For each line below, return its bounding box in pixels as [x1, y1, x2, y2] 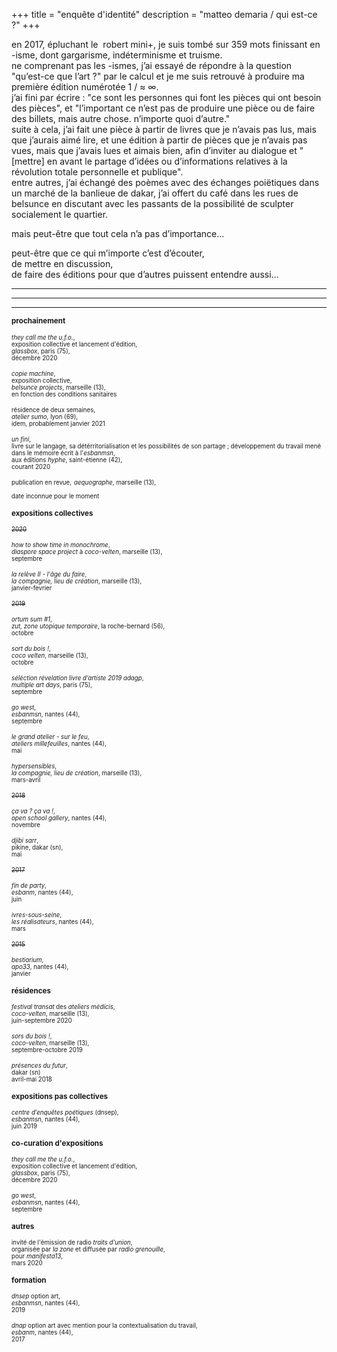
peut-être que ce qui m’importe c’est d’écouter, [11, 247, 205, 259]
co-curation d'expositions [11, 1138, 104, 1148]
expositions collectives [11, 508, 94, 518]
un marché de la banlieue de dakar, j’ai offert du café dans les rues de [11, 187, 299, 199]
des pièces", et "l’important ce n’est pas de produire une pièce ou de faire [11, 102, 316, 114]
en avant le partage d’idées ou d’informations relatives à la [46, 155, 288, 167]
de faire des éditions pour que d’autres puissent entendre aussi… [11, 269, 279, 280]
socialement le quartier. [11, 209, 109, 220]
